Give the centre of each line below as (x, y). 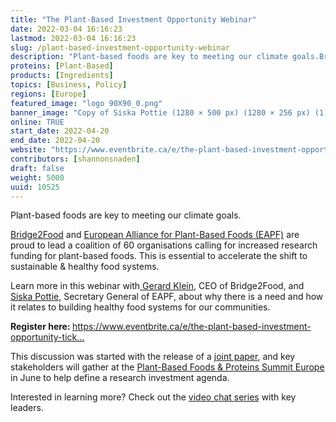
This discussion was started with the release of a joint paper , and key (153, 357)
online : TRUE (37, 122)
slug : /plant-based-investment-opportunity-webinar (120, 47)
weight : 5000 (37, 177)
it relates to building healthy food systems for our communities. (140, 307)
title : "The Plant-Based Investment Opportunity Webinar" (133, 19)
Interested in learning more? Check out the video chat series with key (153, 397)
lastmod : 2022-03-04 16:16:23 (73, 38)
